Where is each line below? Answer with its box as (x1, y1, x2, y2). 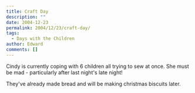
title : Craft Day (6, 8, 49, 15)
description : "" (6, 14, 46, 20)
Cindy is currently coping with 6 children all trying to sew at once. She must (6, 63, 189, 70)
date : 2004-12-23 (6, 19, 49, 25)
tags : (6, 30, 19, 36)
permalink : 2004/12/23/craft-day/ (6, 25, 91, 31)
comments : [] (6, 47, 38, 53)
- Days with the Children (11, 36, 75, 42)
